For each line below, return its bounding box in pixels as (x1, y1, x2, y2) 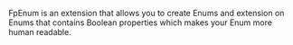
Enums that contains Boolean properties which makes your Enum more (8, 17, 273, 28)
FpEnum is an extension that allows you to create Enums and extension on (8, 8, 285, 18)
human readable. (8, 27, 71, 37)
